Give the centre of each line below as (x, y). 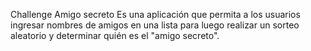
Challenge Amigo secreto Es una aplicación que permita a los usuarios (155, 14)
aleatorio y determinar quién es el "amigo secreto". (115, 35)
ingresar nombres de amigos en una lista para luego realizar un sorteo (155, 25)
